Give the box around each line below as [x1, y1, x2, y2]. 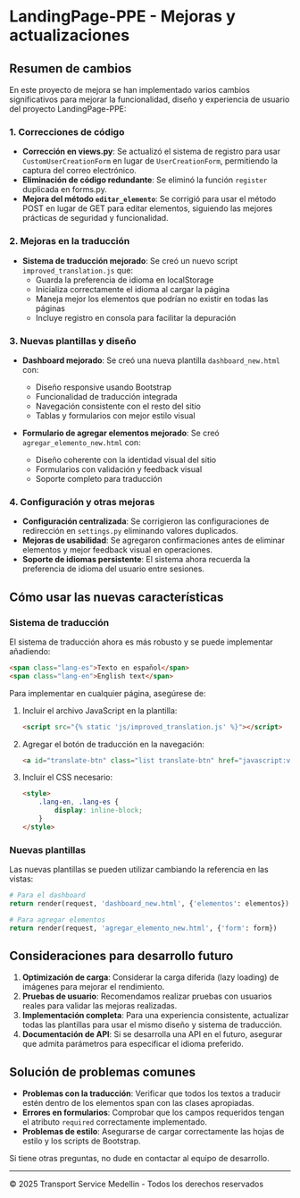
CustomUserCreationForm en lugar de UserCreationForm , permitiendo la [21, 156, 279, 166]
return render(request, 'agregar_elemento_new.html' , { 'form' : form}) [9, 924, 278, 932]
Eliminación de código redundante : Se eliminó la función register [21, 174, 268, 185]
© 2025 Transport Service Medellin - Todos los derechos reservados [9, 1178, 264, 1190]
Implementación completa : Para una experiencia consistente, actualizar [21, 1010, 289, 1021]
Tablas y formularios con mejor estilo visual [35, 409, 196, 421]
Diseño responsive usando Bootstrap [35, 382, 172, 392]
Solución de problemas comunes [9, 1064, 196, 1079]
